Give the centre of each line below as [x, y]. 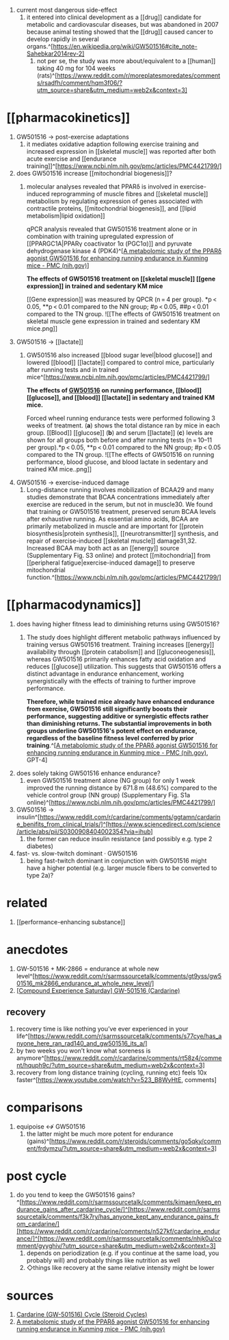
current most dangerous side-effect [67, 10]
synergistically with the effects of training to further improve [111, 681]
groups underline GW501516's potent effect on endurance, [112, 731]
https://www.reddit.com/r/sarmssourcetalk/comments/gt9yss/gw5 [128, 976]
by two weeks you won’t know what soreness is [83, 1050]
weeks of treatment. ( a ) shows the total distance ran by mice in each [123, 425]
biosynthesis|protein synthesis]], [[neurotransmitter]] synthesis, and [122, 533]
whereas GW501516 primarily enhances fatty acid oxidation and [116, 659]
